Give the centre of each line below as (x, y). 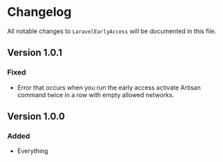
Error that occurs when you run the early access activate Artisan (109, 88)
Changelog (39, 12)
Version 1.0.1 (35, 53)
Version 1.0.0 (36, 117)
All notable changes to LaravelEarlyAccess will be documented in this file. (112, 31)
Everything (32, 151)
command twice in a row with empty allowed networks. (96, 94)
